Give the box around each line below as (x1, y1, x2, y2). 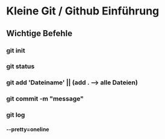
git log (6, 111, 25, 119)
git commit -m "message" (6, 94, 84, 103)
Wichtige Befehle (6, 28, 73, 39)
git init (6, 46, 25, 55)
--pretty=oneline (6, 125, 49, 133)
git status (6, 62, 35, 70)
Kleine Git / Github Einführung (6, 4, 160, 18)
